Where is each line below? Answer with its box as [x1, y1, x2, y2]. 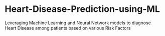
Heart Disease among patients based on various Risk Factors [5, 25, 131, 31]
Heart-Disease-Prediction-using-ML [5, 3, 160, 15]
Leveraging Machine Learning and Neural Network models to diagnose [5, 20, 151, 26]
